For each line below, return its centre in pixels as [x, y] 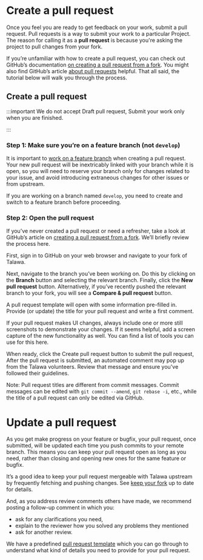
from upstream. [26, 184]
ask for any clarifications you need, [59, 519]
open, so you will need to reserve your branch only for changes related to [98, 171]
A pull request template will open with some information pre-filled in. [92, 305]
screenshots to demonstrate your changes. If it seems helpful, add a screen [101, 329]
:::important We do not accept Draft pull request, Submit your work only [95, 111]
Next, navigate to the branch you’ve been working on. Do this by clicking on [101, 274]
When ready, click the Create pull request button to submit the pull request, [100, 354]
